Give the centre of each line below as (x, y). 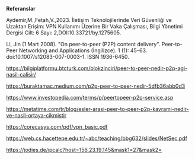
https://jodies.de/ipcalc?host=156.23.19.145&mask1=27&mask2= (84, 150)
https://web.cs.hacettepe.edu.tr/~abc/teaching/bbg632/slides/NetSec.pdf (97, 138)
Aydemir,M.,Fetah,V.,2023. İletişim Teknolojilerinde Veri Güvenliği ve (89, 20)
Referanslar (21, 9)
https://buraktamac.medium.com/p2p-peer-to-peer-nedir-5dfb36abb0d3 (96, 86)
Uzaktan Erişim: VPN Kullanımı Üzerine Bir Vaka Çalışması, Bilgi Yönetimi (95, 26)
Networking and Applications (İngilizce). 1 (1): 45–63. (83, 50)
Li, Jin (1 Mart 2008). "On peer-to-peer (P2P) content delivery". (83, 44)
